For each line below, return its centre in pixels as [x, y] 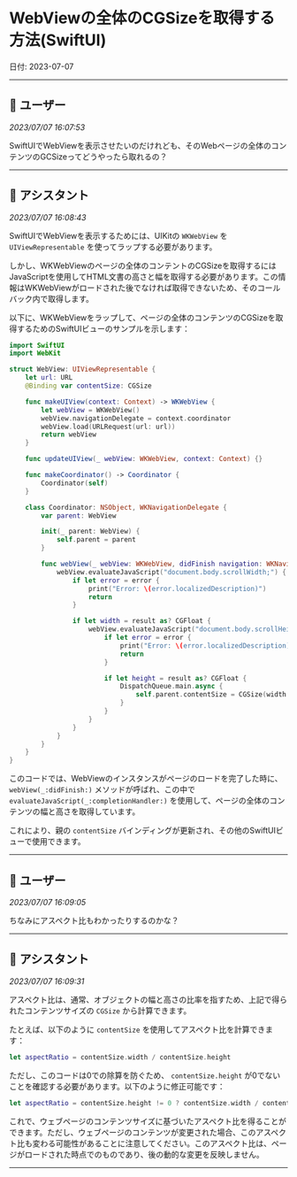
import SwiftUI [37, 345]
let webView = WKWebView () [91, 410]
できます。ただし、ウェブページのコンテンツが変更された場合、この [133, 1132]
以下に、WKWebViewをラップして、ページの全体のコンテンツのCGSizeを [142, 317]
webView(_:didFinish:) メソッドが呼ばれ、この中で [103, 789]
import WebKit [35, 354]
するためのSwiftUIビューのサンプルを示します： [103, 328]
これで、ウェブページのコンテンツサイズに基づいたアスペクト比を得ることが [148, 1121]
